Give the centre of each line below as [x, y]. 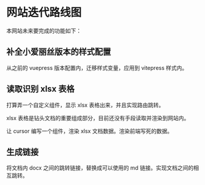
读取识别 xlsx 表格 [40, 89]
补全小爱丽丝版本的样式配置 [59, 52]
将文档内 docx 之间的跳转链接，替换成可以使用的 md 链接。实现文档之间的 [100, 168]
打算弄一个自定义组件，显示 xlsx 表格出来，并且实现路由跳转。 [85, 105]
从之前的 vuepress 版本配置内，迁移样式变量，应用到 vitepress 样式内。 [97, 67]
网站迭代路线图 [44, 13]
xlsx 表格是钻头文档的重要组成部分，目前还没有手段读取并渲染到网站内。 [98, 118]
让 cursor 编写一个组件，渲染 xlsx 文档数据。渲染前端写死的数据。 [90, 131]
